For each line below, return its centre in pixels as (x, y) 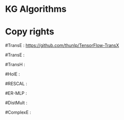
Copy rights (30, 32)
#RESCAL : (16, 84)
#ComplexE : (18, 113)
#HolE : (13, 74)
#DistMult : (16, 103)
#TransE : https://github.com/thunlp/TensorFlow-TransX (62, 45)
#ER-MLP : (16, 93)
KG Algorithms (36, 9)
